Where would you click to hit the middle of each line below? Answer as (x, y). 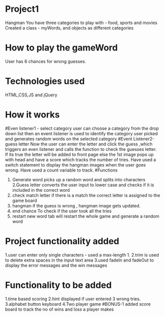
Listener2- (144, 139)
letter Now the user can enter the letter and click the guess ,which (85, 144)
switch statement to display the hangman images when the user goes (76, 165)
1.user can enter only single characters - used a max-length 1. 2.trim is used (82, 255)
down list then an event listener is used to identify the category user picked (82, 133)
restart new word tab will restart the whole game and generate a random (86, 216)
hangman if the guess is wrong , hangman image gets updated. (76, 205)
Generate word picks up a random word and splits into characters (79, 179)
